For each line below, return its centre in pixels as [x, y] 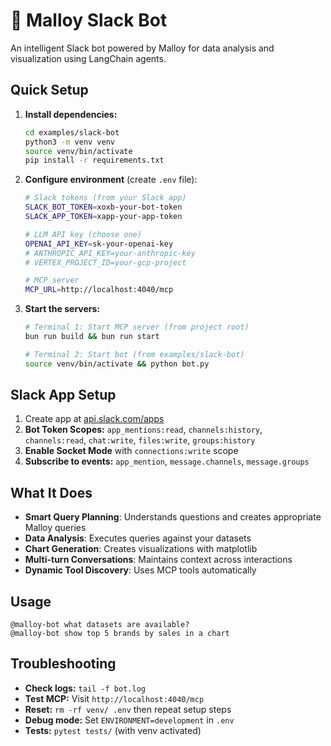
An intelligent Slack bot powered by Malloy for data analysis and [142, 48]
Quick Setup [49, 90]
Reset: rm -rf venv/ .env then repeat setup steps [128, 709]
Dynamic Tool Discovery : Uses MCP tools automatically [140, 570]
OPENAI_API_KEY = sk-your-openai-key [99, 244]
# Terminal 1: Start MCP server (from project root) [137, 327]
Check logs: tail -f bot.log [85, 688]
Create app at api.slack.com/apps [94, 419]
